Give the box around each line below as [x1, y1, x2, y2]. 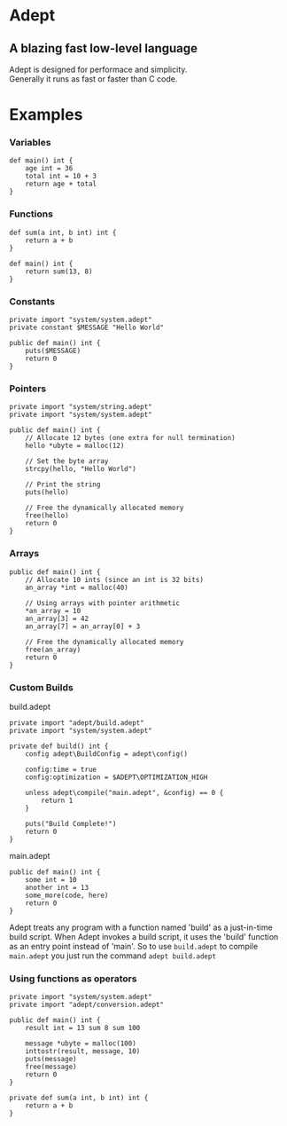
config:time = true [25, 765, 97, 774]
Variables [9, 137, 51, 149]
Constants [9, 295, 56, 307]
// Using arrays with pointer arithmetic [25, 598, 180, 608]
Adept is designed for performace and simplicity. [9, 64, 188, 75]
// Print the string [25, 480, 101, 489]
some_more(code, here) [25, 891, 109, 900]
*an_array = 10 [25, 606, 81, 615]
